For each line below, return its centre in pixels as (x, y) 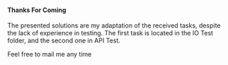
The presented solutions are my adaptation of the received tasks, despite (114, 25)
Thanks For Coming (37, 10)
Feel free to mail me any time (50, 54)
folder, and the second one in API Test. (64, 41)
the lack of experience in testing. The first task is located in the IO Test (110, 33)
